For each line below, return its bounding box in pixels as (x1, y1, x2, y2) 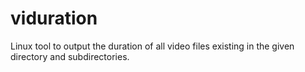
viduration (10, 7, 98, 30)
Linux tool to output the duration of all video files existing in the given (10, 40, 295, 52)
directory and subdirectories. (10, 50, 130, 62)
